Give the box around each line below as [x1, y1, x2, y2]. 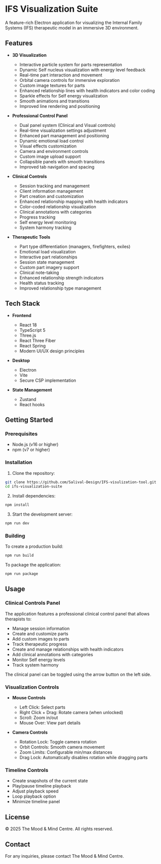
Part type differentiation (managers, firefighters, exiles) [19, 244, 131, 249]
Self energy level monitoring [19, 219, 77, 225]
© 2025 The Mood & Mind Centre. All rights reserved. [5, 826, 114, 832]
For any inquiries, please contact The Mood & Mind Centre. [5, 853, 124, 859]
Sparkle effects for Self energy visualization [19, 93, 108, 99]
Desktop [12, 357, 30, 363]
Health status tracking [19, 280, 65, 286]
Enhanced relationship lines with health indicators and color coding [19, 87, 155, 94]
